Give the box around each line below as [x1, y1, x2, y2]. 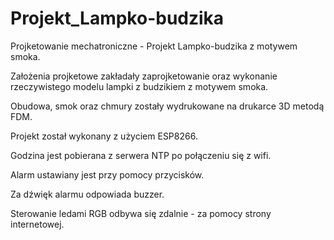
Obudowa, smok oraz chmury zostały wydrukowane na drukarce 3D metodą [10, 100, 325, 112]
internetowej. [10, 218, 65, 230]
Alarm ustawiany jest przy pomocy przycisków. [10, 168, 205, 181]
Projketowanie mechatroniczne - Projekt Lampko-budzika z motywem [10, 40, 298, 52]
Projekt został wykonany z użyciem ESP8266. [10, 130, 198, 142]
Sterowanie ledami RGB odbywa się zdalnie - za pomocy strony [10, 207, 272, 219]
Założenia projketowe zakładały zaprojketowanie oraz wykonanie [10, 70, 278, 82]
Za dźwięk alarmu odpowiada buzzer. [10, 188, 165, 200]
